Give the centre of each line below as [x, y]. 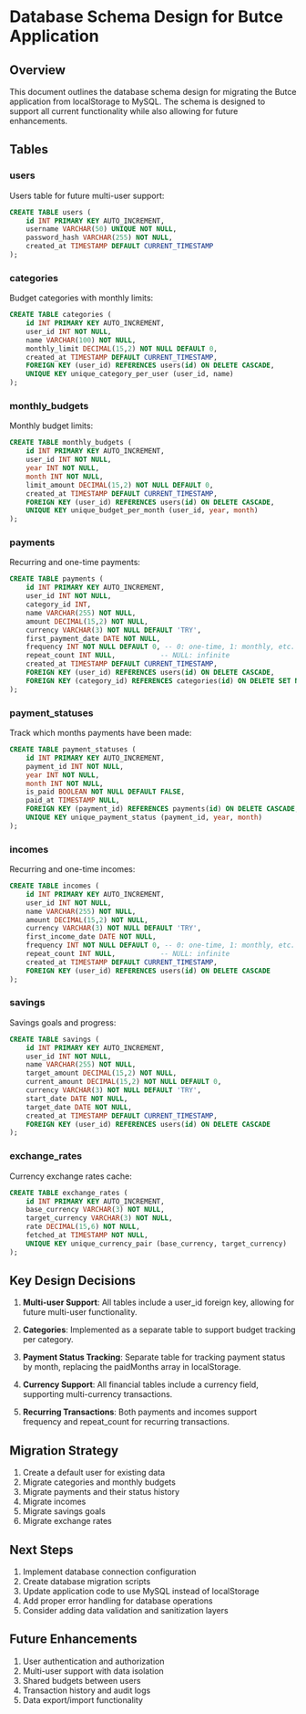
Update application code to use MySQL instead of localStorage [141, 1592]
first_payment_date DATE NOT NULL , [93, 638]
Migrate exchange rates [67, 1521]
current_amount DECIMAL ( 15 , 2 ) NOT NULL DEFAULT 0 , [124, 1082]
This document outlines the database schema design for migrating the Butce [153, 92]
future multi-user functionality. [80, 1312]
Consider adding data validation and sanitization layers [126, 1611]
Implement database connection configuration [109, 1572]
